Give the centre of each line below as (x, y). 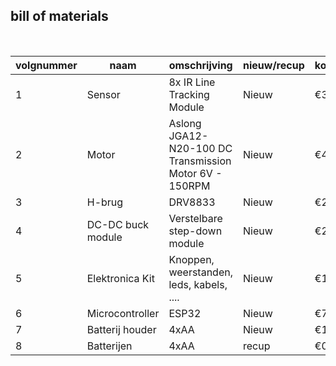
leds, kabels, (198, 284)
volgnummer (46, 65)
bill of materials (59, 16)
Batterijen (109, 346)
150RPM (189, 186)
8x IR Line (192, 82)
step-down (195, 231)
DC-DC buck (118, 224)
